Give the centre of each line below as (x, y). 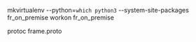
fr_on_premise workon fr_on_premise (61, 17)
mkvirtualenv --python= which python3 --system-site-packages (98, 10)
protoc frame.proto (35, 31)
